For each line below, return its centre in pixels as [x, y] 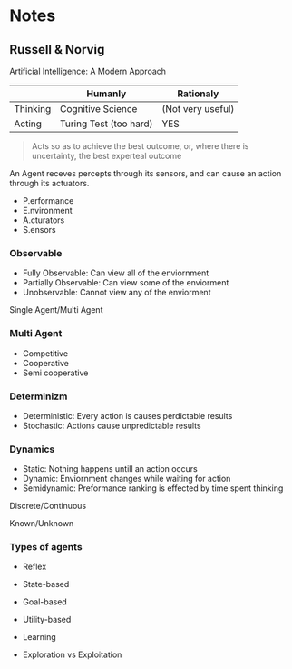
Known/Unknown [42, 524]
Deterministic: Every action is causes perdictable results [127, 415]
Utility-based [47, 620]
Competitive [45, 353]
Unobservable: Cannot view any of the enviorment [117, 293]
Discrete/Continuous [48, 506]
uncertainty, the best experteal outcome [107, 156]
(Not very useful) [198, 109]
